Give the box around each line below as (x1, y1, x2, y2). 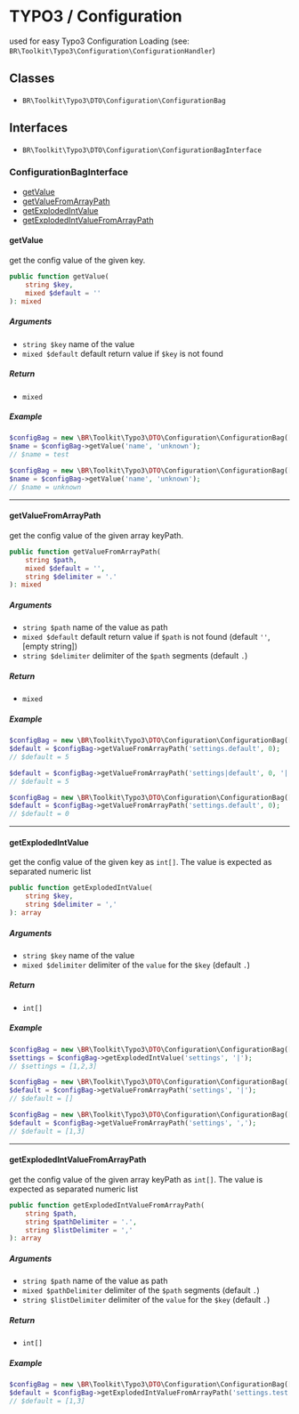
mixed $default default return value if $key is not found (21, 348, 224, 359)
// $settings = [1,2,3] (9, 1062, 98, 1071)
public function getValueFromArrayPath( (9, 547, 162, 556)
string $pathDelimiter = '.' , (25, 1217, 138, 1226)
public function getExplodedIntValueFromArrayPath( (9, 1200, 205, 1209)
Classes (9, 71, 55, 86)
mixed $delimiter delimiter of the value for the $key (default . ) (21, 959, 251, 970)
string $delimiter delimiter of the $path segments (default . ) (21, 650, 248, 661)
